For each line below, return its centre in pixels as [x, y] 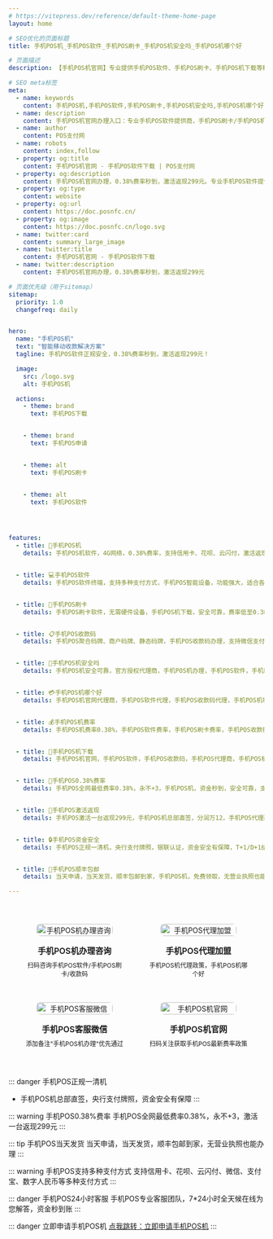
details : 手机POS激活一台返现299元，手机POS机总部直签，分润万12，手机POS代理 [143, 818]
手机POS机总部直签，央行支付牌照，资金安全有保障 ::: [110, 1099]
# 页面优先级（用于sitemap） [52, 287]
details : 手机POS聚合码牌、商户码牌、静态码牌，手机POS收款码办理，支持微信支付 [144, 641]
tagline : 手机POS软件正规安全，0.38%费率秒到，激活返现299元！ [113, 354]
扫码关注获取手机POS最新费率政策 [198, 1044]
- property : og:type [50, 189]
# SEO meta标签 [33, 83]
